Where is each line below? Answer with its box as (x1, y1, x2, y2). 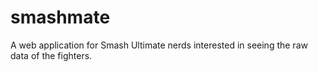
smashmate (10, 6, 111, 29)
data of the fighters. (10, 49, 93, 61)
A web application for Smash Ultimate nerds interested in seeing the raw (10, 39, 308, 51)
